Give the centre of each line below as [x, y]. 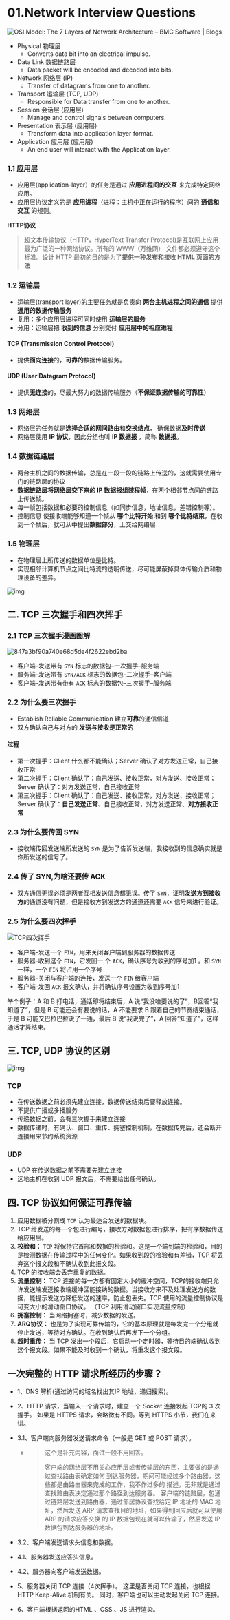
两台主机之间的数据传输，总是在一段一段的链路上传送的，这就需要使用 [116, 473]
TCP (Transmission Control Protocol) [61, 344]
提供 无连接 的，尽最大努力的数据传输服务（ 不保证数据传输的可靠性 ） [113, 392]
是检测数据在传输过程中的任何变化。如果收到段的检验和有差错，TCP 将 [117, 1255]
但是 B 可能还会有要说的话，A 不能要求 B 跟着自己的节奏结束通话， [128, 1009]
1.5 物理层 [23, 544]
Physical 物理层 [39, 45]
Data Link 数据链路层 [46, 62]
